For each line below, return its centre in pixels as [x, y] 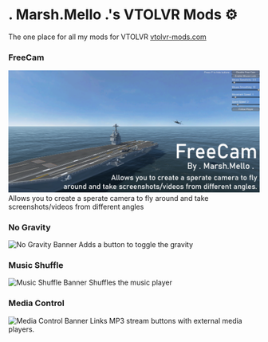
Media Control [37, 303]
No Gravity [30, 227]
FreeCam [26, 57]
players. [22, 329]
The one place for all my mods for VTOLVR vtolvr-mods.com [108, 37]
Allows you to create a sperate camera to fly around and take [108, 198]
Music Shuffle [36, 265]
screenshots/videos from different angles [76, 206]
